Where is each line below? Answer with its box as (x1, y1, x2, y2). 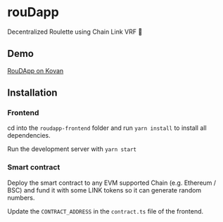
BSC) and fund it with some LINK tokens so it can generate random (7, 185, 202, 194)
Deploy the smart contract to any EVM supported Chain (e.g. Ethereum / (7, 178, 217, 187)
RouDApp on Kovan (7, 66, 64, 74)
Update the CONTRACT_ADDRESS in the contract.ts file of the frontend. (7, 207, 204, 215)
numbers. (7, 193, 35, 202)
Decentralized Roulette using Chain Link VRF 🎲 (7, 27, 143, 36)
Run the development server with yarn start (7, 145, 137, 153)
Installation (7, 87, 58, 99)
